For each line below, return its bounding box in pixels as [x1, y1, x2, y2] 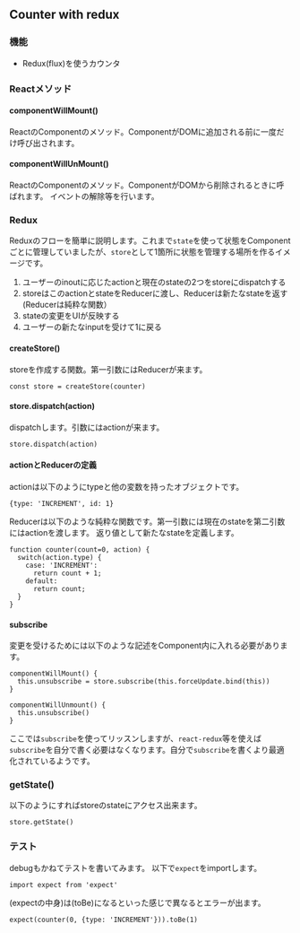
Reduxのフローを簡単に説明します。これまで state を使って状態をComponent [9, 235, 291, 246]
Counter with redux [9, 7, 120, 22]
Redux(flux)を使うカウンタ [21, 57, 121, 68]
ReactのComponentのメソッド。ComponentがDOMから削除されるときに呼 [9, 179, 285, 191]
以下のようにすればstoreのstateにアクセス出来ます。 [9, 800, 202, 811]
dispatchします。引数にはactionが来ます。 [9, 422, 165, 432]
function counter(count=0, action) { [9, 545, 150, 554]
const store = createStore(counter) [9, 381, 146, 391]
